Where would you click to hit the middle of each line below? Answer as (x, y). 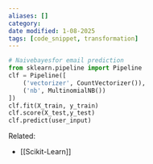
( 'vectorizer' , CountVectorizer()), (85, 83)
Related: (22, 136)
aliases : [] (28, 16)
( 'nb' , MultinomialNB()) (64, 90)
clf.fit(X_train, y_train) (54, 106)
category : (25, 23)
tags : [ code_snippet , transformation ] (73, 38)
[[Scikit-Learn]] (45, 152)
